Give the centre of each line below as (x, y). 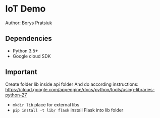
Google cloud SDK (32, 56)
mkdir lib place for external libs (46, 104)
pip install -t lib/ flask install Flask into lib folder (68, 110)
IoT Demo (25, 9)
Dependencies (29, 39)
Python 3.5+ (25, 50)
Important (21, 72)
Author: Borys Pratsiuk (29, 23)
